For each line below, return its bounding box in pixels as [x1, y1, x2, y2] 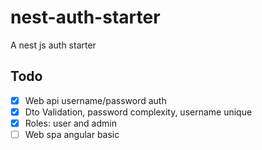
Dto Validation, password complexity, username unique [24, 106, 253, 118]
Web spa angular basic [24, 128, 120, 140]
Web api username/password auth [24, 94, 167, 106]
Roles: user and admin [24, 117, 117, 129]
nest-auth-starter [10, 6, 161, 29]
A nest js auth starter [10, 39, 97, 51]
